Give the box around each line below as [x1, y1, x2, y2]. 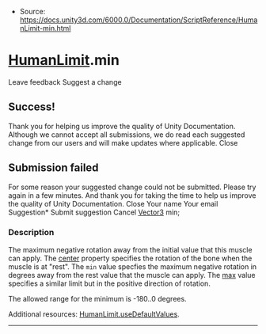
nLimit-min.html [19, 24, 71, 32]
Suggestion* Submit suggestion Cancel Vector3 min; [8, 207, 180, 217]
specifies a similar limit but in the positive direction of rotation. [8, 279, 211, 288]
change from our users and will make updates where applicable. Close [8, 138, 238, 147]
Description [8, 227, 55, 238]
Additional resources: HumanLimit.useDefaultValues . [8, 309, 180, 319]
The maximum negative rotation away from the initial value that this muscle [8, 245, 253, 254]
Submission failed [8, 161, 99, 175]
